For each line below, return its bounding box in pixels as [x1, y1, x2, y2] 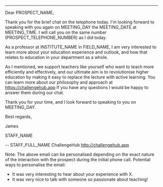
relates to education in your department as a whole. [5, 55, 108, 60]
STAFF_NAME [5, 132, 33, 138]
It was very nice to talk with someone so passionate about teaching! [12, 176, 148, 182]
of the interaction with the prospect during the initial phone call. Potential [5, 157, 151, 162]
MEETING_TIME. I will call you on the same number [5, 30, 107, 35]
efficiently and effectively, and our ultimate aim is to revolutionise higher [5, 69, 149, 75]
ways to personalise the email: [5, 162, 66, 168]
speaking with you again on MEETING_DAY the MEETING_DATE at [5, 24, 137, 30]
